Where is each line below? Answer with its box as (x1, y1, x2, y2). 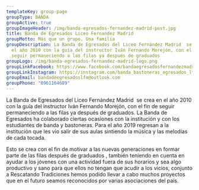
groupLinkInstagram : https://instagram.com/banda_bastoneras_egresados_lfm (6, 69, 197, 75)
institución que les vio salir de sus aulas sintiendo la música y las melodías (6, 128, 188, 135)
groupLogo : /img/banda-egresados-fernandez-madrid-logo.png (6, 58, 158, 64)
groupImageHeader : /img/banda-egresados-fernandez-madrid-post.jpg (6, 25, 176, 31)
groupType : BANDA (6, 14, 49, 20)
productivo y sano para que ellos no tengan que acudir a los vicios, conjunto (6, 165, 192, 172)
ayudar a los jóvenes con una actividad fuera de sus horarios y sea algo (6, 158, 182, 165)
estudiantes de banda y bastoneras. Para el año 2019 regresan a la (6, 122, 169, 128)
